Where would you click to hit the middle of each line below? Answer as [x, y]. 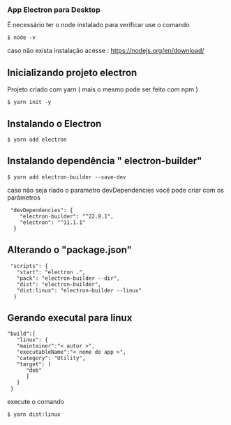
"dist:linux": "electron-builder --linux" [79, 290]
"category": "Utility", [51, 358]
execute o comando [36, 402]
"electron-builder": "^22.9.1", [67, 216]
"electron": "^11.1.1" [53, 222]
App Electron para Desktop [54, 10]
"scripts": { [29, 266]
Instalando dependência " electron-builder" [105, 161]
